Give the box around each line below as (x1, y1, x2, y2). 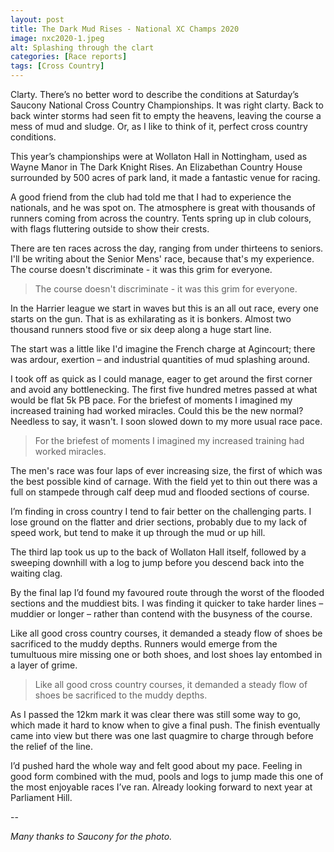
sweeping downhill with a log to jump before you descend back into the (10, 557, 305, 568)
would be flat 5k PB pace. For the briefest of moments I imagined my (10, 394, 293, 406)
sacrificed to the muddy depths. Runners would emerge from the (10, 638, 278, 650)
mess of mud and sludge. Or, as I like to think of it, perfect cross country (10, 121, 308, 132)
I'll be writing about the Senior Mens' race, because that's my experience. (10, 253, 315, 265)
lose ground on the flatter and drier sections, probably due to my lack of (10, 516, 308, 528)
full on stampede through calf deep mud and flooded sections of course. (10, 486, 310, 498)
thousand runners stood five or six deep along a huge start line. (10, 324, 272, 335)
